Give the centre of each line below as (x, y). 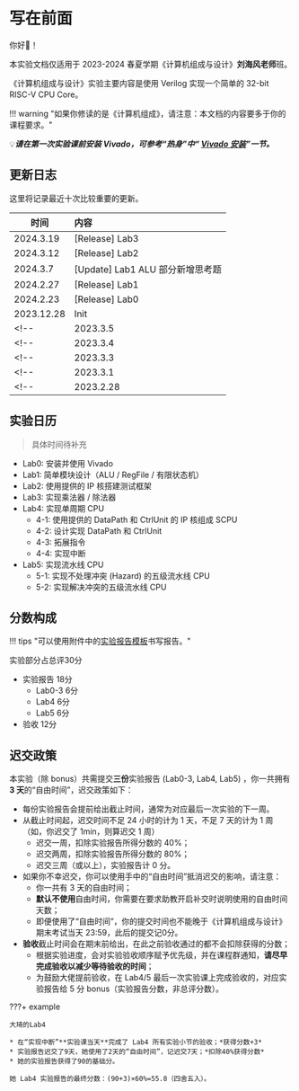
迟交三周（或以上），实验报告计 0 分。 (106, 865)
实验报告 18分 (48, 679)
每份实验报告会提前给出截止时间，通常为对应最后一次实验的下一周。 (148, 809)
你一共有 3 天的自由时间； (84, 888)
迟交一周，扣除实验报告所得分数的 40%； (113, 843)
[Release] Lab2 (106, 253)
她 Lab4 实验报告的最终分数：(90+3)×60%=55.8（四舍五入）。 (110, 1079)
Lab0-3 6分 (57, 691)
